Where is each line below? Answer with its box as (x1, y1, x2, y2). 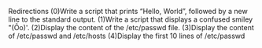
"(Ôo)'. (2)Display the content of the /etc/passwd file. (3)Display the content (8, 23, 254, 32)
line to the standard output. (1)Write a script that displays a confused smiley (8, 15, 253, 24)
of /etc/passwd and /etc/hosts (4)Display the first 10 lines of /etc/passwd (8, 31, 245, 40)
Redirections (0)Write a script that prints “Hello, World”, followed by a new (8, 7, 248, 15)
